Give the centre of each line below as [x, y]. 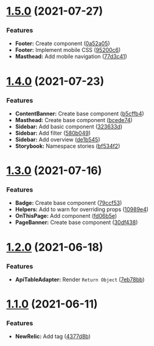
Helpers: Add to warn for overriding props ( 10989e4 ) [82, 209]
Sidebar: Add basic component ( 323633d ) [69, 126]
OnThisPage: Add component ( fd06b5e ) [66, 216]
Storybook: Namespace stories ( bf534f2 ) [68, 146]
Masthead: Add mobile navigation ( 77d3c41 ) [71, 57]
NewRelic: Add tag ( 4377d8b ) [53, 336]
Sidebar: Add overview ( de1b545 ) [58, 139]
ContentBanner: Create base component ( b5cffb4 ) [79, 114]
